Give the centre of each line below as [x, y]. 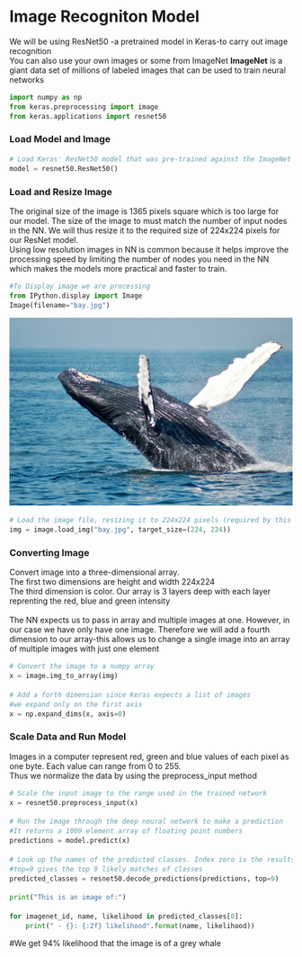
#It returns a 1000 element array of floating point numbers [126, 831]
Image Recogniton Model [105, 17]
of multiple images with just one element [84, 648]
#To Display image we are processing [80, 286]
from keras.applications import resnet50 [88, 116]
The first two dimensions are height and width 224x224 [112, 582]
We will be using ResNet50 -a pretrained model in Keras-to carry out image [149, 41]
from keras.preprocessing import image [84, 107]
